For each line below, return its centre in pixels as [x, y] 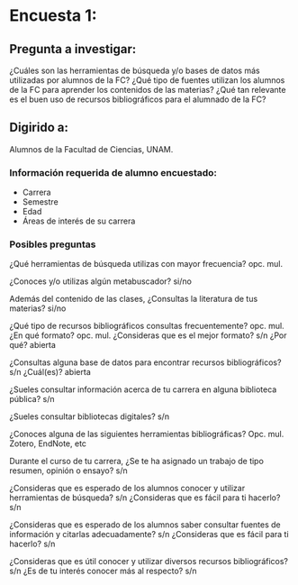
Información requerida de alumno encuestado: [113, 172]
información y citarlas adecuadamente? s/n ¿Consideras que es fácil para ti [149, 535]
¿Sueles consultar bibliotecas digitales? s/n [89, 416]
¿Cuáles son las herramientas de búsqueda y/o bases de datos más [135, 70]
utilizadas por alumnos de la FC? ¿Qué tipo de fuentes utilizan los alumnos [147, 80]
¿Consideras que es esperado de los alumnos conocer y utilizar [127, 489]
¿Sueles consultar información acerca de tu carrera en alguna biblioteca [143, 389]
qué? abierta [33, 345]
